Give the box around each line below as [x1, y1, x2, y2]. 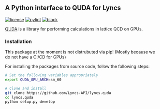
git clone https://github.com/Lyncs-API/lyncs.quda [5, 90, 111, 95]
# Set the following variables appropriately [5, 73, 98, 78]
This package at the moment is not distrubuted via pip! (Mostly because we [5, 49, 156, 55]
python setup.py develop [5, 99, 55, 104]
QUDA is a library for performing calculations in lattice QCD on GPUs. [5, 26, 143, 32]
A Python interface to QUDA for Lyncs [5, 4, 121, 12]
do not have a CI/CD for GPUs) [5, 54, 66, 60]
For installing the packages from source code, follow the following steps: [5, 64, 150, 69]
